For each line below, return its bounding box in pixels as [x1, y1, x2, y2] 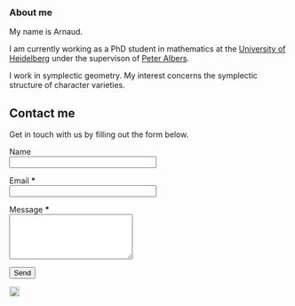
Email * [9, 175, 36, 186]
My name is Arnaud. [9, 27, 83, 37]
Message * [9, 205, 50, 215]
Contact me [9, 105, 76, 121]
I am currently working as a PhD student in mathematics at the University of [9, 44, 286, 54]
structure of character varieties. [9, 80, 126, 91]
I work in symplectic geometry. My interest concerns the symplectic [9, 70, 258, 81]
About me [9, 6, 53, 19]
